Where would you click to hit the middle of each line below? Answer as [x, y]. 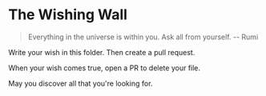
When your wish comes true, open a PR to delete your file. [105, 68]
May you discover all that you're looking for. [81, 83]
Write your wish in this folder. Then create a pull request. [102, 52]
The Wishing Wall [68, 15]
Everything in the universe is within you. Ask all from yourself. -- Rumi [143, 37]
